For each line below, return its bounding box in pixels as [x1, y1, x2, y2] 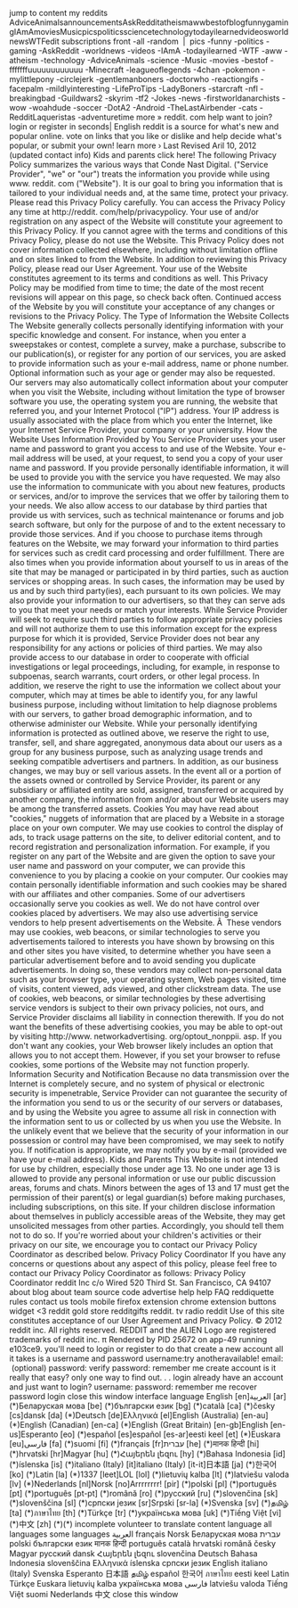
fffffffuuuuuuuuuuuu [9, 64, 84, 75]
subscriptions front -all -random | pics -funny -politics [60, 36, 264, 46]
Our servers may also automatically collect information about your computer [9, 377, 289, 387]
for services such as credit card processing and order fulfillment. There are [9, 548, 285, 558]
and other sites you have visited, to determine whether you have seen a [9, 945, 271, 956]
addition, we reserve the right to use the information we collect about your [9, 680, 282, 690]
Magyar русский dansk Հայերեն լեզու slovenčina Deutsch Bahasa [9, 1548, 258, 1559]
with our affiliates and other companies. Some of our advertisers [9, 889, 246, 899]
